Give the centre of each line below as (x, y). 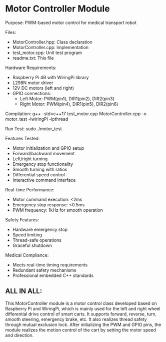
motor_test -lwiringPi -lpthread (37, 119)
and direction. (19, 335)
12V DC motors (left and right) (43, 88)
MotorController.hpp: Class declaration (52, 42)
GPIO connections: (32, 93)
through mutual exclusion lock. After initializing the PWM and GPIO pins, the (83, 324)
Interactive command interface (44, 180)
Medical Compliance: (27, 255)
